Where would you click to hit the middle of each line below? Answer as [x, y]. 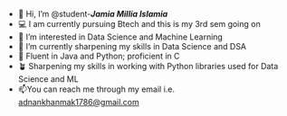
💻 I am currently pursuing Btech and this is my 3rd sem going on [139, 24]
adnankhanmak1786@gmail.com [79, 102]
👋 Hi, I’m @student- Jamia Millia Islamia [93, 14]
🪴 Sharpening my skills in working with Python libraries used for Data [148, 66]
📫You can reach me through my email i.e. [96, 89]
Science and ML [48, 79]
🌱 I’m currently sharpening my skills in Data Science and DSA [132, 46]
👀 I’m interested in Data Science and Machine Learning [120, 37]
